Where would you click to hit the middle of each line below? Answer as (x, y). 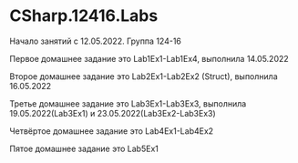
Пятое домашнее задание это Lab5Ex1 (84, 148)
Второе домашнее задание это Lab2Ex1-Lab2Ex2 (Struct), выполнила (144, 76)
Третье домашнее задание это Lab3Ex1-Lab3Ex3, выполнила (128, 103)
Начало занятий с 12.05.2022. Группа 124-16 (96, 41)
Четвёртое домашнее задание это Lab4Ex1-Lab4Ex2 (112, 131)
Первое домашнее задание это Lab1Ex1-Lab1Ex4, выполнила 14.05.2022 (149, 58)
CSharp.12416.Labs (84, 16)
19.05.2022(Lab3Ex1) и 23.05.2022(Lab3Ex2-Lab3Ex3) (113, 113)
